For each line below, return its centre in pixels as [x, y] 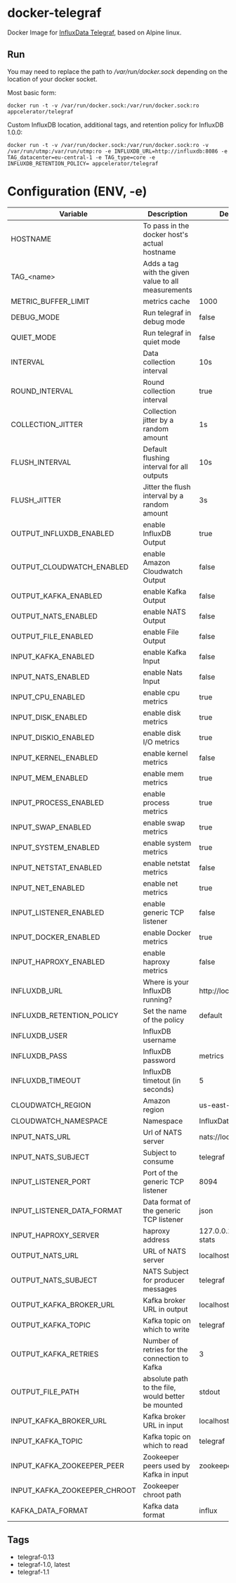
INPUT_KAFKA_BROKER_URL [59, 1420]
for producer [164, 1280]
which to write [166, 1329]
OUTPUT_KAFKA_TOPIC [51, 1325]
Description [168, 214]
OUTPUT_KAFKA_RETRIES [55, 1354]
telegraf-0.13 [36, 1557]
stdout [210, 1392]
